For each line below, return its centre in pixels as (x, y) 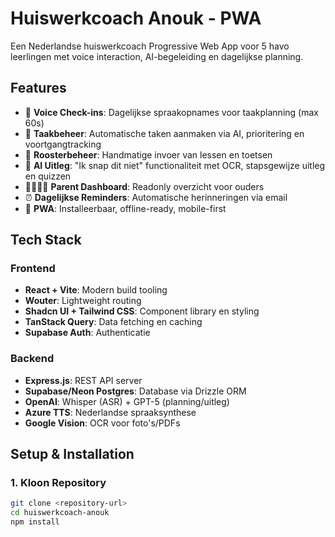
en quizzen (48, 176)
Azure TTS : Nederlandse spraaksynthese (110, 412)
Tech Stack (46, 240)
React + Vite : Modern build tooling (96, 290)
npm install (35, 522)
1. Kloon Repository (58, 483)
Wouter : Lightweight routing (83, 301)
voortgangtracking (63, 144)
